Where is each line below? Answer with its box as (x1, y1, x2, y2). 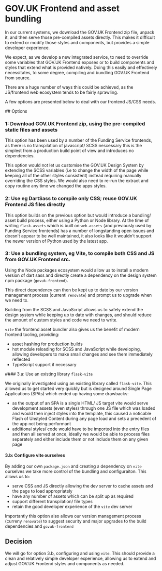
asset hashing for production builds (12, 341, 83, 347)
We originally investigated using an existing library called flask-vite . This (5, 380, 152, 386)
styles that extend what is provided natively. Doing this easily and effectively (5, 64, 157, 70)
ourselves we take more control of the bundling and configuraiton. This (5, 469, 147, 474)
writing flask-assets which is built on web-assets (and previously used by (5, 222, 151, 228)
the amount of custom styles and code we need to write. (5, 317, 118, 323)
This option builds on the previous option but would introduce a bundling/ (5, 212, 151, 218)
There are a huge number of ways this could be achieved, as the (5, 84, 133, 90)
